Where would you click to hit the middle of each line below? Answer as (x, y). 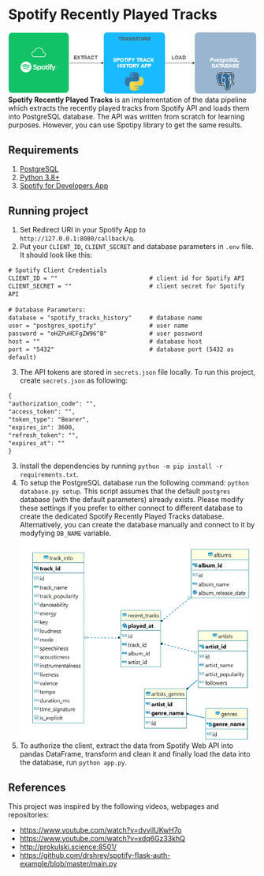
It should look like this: (56, 255)
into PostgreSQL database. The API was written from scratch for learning (126, 117)
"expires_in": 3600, (42, 428)
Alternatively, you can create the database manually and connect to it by (137, 525)
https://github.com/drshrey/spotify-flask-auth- (95, 855)
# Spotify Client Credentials (58, 270)
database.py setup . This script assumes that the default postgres (125, 491)
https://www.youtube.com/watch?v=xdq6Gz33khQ (102, 839)
